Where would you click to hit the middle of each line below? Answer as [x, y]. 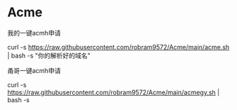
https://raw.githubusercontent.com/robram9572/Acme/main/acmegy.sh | [114, 92]
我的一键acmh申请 [34, 33]
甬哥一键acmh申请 [34, 70]
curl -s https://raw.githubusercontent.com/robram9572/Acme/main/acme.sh [118, 47]
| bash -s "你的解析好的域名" [49, 55]
